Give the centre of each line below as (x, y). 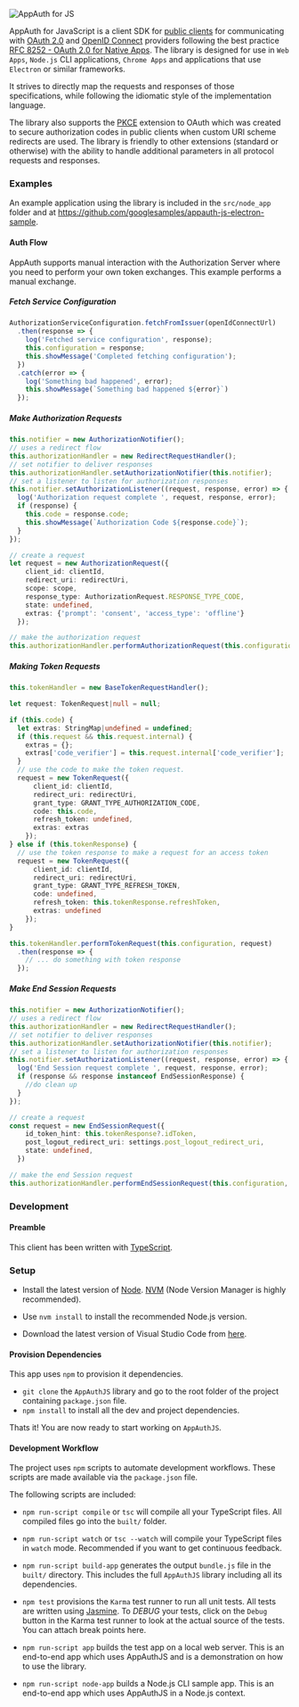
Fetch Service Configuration (63, 302)
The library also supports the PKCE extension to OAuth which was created (145, 122)
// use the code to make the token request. (101, 770)
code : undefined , (65, 894)
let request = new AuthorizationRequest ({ (89, 563)
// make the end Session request (71, 1175)
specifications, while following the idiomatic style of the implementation (140, 95)
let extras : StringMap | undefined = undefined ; (105, 728)
